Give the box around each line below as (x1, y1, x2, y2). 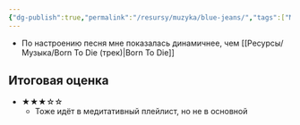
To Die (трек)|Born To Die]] (73, 46, 176, 58)
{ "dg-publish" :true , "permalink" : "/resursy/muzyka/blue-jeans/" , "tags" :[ (8, 12, 286, 22)
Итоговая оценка (8, 73, 109, 88)
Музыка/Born (21, 46, 73, 58)
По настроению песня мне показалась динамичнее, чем (21, 37, 240, 48)
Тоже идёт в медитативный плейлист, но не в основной (34, 106, 248, 117)
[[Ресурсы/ (241, 37, 284, 48)
